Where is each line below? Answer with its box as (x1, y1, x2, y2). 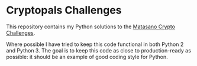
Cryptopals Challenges (6, 4, 122, 17)
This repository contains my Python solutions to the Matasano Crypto (6, 23, 176, 30)
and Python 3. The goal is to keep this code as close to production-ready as (6, 47, 191, 54)
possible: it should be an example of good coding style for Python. (6, 53, 168, 60)
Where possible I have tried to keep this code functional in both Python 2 (6, 41, 184, 48)
